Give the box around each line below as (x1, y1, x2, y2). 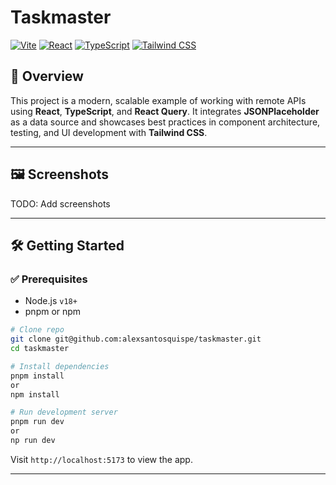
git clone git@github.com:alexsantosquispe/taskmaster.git (10, 334, 262, 345)
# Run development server (10, 407, 118, 418)
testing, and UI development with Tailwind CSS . (10, 126, 208, 138)
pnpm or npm (24, 306, 82, 318)
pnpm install (10, 371, 65, 381)
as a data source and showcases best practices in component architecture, (10, 116, 321, 128)
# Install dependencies (10, 361, 110, 371)
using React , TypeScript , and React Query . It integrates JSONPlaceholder (10, 105, 320, 117)
